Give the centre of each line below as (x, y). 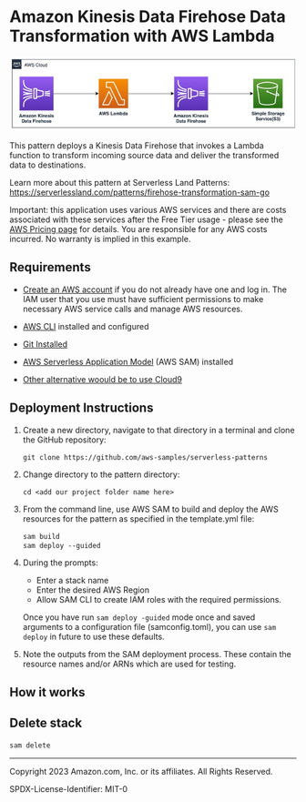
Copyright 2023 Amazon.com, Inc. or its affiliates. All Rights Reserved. (141, 771)
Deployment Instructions (82, 408)
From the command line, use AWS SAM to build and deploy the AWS (151, 509)
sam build (41, 536)
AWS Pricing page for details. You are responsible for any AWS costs (138, 229)
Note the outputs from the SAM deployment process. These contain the (157, 654)
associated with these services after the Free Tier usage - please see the (147, 219)
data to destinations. (48, 165)
